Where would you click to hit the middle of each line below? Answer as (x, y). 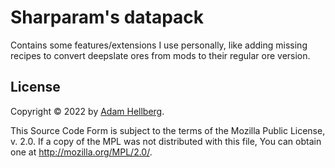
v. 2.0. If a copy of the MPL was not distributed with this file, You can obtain (166, 141)
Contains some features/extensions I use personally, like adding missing (159, 45)
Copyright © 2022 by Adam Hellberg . (87, 111)
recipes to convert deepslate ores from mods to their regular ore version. (160, 55)
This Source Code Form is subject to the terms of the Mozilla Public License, (168, 130)
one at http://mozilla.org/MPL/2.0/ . (81, 152)
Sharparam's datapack (107, 17)
